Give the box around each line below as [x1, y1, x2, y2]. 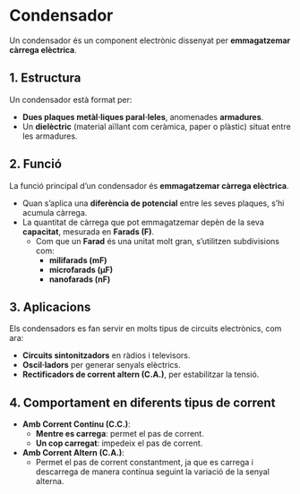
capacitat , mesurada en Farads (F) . [21, 226, 155, 237]
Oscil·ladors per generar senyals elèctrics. [21, 360, 181, 370]
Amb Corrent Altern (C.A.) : [21, 447, 125, 458]
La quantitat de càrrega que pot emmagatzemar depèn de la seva [21, 217, 264, 227]
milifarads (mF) [48, 254, 107, 265]
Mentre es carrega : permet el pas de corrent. [35, 429, 204, 439]
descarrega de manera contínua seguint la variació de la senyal [35, 466, 270, 477]
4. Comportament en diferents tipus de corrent [9, 395, 276, 410]
